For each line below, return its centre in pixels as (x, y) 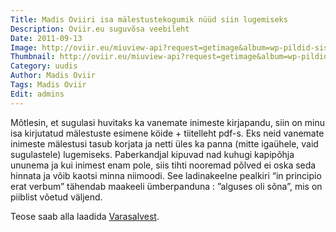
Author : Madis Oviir (53, 76)
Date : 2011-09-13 (46, 38)
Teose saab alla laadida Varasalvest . (85, 216)
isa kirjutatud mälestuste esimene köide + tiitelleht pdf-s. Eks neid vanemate (167, 133)
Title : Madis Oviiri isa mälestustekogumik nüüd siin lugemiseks (149, 19)
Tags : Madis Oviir (48, 85)
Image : (24, 47)
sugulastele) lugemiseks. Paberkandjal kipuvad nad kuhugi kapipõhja (152, 154)
